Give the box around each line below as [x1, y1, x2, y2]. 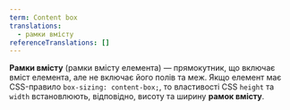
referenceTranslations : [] [9, 38, 110, 47]
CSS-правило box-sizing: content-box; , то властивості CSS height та [9, 81, 275, 92]
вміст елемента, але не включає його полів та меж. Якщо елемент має [9, 72, 282, 83]
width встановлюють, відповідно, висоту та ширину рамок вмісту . [9, 91, 265, 102]
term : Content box [9, 13, 78, 22]
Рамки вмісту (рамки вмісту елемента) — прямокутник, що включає [9, 63, 276, 73]
